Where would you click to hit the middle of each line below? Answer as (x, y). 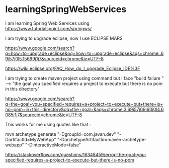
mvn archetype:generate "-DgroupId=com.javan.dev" (61, 134)
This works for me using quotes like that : (48, 124)
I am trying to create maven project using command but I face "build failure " (84, 78)
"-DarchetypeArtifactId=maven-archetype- (102, 139)
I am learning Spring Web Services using (47, 23)
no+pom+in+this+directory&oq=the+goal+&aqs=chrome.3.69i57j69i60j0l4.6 (84, 109)
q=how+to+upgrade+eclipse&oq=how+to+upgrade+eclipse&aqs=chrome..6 (84, 53)
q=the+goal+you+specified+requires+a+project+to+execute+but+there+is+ (84, 104)
